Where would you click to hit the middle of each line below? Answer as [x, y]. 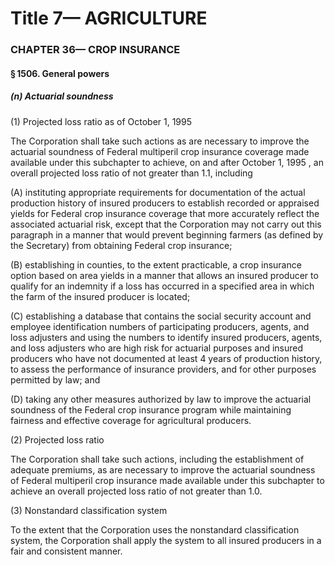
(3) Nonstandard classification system [89, 510]
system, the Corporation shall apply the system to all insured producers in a [166, 540]
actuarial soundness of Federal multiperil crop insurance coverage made [160, 151]
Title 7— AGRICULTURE [109, 18]
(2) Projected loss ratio [57, 439]
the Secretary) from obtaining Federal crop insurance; [121, 245]
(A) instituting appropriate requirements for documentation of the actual [158, 192]
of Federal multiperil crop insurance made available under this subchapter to [167, 480]
